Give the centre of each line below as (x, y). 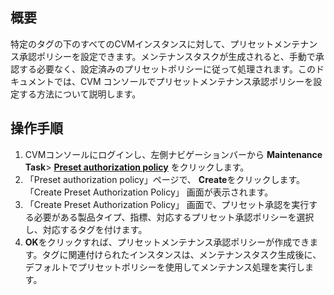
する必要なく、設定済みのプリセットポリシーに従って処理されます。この (167, 69)
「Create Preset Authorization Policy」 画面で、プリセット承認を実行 (167, 204)
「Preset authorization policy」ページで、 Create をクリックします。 (165, 179)
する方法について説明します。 (80, 94)
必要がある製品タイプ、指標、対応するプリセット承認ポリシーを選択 (174, 217)
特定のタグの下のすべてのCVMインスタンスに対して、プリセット (142, 44)
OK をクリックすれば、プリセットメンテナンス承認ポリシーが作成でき (167, 242)
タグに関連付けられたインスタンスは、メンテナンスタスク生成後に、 (181, 254)
